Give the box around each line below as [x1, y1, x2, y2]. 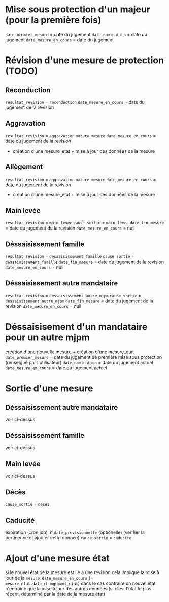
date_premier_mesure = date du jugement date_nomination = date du [5, 31, 147, 37]
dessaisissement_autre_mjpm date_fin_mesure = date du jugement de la [5, 298, 153, 304]
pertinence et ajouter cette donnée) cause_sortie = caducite [5, 535, 132, 541]
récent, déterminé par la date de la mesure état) [5, 591, 106, 597]
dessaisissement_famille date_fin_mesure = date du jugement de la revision [5, 259, 164, 265]
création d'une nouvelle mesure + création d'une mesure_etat [5, 349, 134, 355]
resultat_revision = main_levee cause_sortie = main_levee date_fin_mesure [5, 220, 164, 226]
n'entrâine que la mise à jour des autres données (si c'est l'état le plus [5, 586, 152, 592]
